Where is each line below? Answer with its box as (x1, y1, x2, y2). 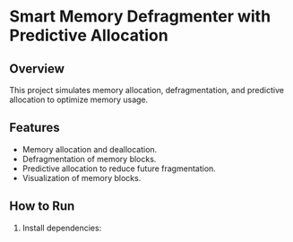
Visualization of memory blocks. (22, 172, 142, 183)
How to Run (9, 199, 75, 214)
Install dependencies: (22, 222, 102, 233)
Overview (9, 61, 65, 76)
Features (9, 120, 60, 135)
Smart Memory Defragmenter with (9, 6, 271, 27)
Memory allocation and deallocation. (22, 143, 158, 154)
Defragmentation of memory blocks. (22, 153, 157, 164)
